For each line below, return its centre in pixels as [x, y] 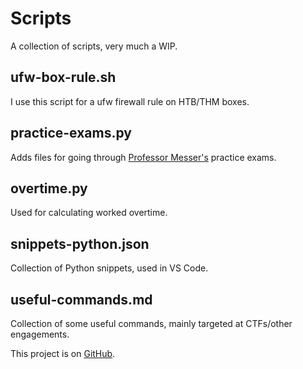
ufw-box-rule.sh [63, 77]
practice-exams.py [71, 133]
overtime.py [49, 188]
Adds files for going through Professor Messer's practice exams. [143, 157]
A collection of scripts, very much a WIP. [94, 46]
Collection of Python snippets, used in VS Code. [109, 268]
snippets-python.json [80, 243]
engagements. [40, 334]
